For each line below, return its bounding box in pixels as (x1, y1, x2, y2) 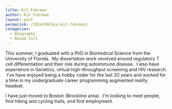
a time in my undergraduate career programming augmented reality (5, 77, 148, 83)
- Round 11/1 (10, 36, 38, 41)
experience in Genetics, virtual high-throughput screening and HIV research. (5, 66, 167, 72)
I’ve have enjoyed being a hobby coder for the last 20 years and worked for (6, 72, 166, 78)
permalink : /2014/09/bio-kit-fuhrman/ (5, 21, 88, 27)
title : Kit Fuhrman (5, 7, 47, 13)
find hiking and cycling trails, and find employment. (5, 98, 113, 104)
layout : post (5, 17, 33, 22)
